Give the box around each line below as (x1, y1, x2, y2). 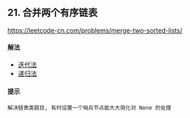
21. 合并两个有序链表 (7, 6, 98, 19)
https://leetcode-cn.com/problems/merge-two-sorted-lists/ (7, 26, 183, 34)
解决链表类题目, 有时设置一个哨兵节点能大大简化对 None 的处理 (7, 104, 171, 112)
